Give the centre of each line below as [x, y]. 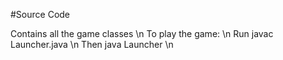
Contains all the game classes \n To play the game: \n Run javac [142, 33]
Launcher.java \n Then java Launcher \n [92, 44]
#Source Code [40, 14]
